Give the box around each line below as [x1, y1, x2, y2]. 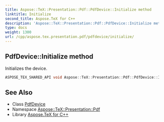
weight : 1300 [5, 30, 32, 35]
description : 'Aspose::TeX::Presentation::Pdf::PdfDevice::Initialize [5, 20, 152, 26]
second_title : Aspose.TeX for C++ [5, 16, 76, 21]
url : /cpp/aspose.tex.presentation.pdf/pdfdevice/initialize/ [5, 35, 134, 40]
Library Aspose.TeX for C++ [12, 112, 69, 118]
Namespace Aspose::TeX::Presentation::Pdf [12, 106, 100, 112]
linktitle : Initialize [5, 12, 51, 17]
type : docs [5, 25, 27, 30]
